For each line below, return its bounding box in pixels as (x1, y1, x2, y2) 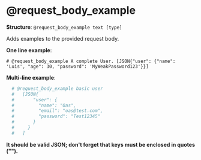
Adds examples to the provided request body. (6, 35, 119, 42)
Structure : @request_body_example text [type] (6, 23, 122, 31)
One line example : (6, 46, 52, 54)
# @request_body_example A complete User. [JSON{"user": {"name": (6, 58, 176, 64)
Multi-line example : (6, 74, 56, 81)
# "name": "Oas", (11, 102, 77, 108)
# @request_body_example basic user (11, 85, 103, 92)
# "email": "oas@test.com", (11, 108, 103, 114)
